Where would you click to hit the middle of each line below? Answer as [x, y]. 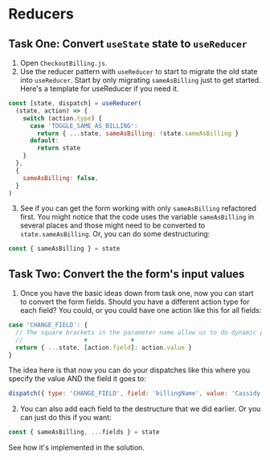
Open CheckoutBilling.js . [63, 63]
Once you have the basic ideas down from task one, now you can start [137, 294]
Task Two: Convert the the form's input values [127, 274]
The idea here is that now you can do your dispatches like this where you [129, 370]
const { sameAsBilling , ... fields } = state [84, 432]
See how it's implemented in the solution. [76, 448]
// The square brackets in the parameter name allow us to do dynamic [136, 332]
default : [44, 141]
